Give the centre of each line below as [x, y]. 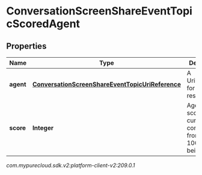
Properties [26, 46]
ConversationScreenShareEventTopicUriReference [107, 84]
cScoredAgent [43, 24]
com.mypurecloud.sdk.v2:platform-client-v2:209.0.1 [71, 165]
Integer [43, 128]
